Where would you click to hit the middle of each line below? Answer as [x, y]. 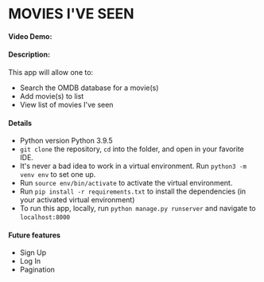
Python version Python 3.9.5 [66, 141]
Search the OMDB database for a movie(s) [89, 88]
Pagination [37, 270]
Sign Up [33, 253]
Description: [29, 55]
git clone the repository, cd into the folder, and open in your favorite [132, 149]
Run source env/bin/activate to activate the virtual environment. [126, 183]
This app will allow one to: [51, 72]
